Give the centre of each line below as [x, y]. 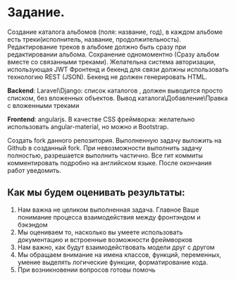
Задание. [36, 12]
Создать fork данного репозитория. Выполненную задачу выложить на [114, 140]
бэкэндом [32, 225]
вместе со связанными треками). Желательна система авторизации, [112, 61]
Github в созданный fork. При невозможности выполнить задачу [105, 148]
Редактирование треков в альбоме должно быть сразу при [97, 47]
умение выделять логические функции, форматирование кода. [113, 262]
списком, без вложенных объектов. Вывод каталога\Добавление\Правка [118, 98]
